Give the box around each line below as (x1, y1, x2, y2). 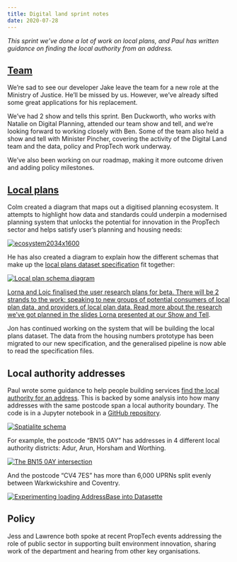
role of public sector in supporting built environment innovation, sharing (7, 539, 216, 548)
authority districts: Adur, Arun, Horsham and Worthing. (7, 444, 166, 452)
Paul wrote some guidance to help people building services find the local (7, 386, 220, 394)
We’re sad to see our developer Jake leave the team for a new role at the (7, 83, 219, 92)
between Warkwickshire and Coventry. (7, 478, 120, 487)
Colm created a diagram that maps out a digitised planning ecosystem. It (7, 203, 219, 211)
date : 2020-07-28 (7, 17, 59, 24)
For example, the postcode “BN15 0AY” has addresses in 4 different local (7, 436, 220, 444)
